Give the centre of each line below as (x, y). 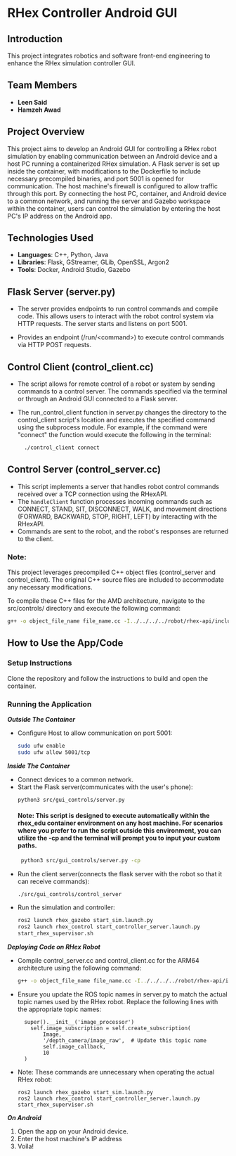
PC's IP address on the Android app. (60, 216)
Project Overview (46, 132)
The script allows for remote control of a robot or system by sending (116, 384)
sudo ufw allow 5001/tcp (54, 752)
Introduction (35, 39)
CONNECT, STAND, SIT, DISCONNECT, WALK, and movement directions (122, 509)
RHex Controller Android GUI (92, 13)
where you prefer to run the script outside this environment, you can (119, 831)
